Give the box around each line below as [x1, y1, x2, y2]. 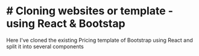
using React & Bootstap [6, 17, 125, 30]
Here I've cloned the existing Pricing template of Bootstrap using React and [6, 36, 193, 43]
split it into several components [6, 43, 84, 50]
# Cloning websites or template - [6, 4, 174, 18]
